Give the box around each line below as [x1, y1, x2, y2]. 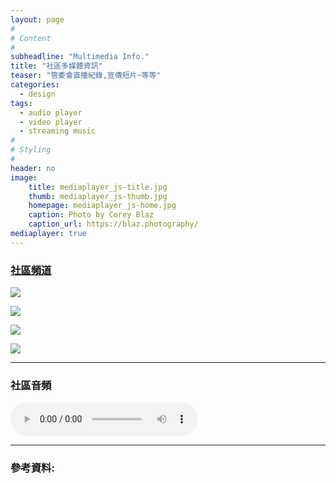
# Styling [10, 145, 52, 155]
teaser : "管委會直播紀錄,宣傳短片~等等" [10, 71, 162, 81]
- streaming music [19, 126, 97, 136]
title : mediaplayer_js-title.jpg [28, 182, 168, 192]
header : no [10, 163, 56, 173]
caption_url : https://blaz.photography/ [28, 219, 199, 230]
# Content [10, 33, 52, 43]
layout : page [10, 14, 65, 25]
